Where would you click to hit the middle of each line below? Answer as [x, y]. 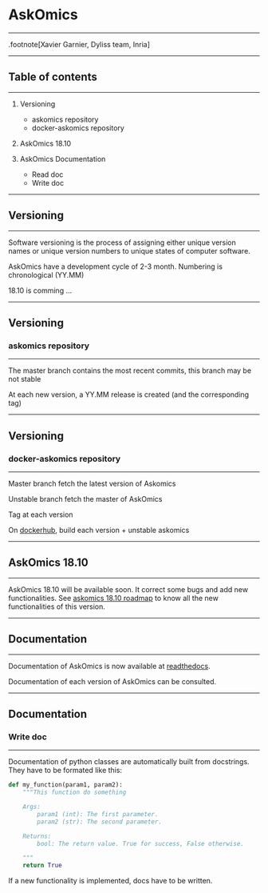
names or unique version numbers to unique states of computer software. [130, 250]
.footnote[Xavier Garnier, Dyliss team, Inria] [79, 44]
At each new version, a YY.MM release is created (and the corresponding [129, 394]
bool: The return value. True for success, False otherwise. [141, 843]
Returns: [37, 836]
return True [42, 866]
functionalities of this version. [57, 607]
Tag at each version [41, 515]
